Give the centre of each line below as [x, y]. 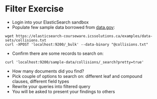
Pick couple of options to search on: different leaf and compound [77, 76]
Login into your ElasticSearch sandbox [50, 22]
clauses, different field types [40, 81]
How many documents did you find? [48, 71]
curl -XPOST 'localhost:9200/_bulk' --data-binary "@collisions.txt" [77, 44]
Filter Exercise [34, 9]
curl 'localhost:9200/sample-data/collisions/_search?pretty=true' [75, 62]
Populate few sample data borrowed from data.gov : [63, 27]
